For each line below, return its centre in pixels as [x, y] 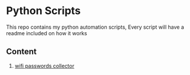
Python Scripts [43, 11]
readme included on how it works [47, 33]
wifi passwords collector [45, 66]
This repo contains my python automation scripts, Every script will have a [95, 27]
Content [22, 52]
